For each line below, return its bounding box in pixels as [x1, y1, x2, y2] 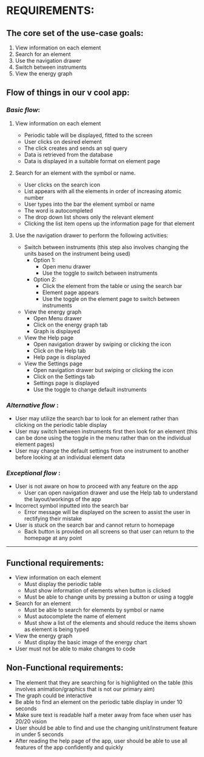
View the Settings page [24, 360, 83, 367]
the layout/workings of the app [24, 496, 101, 503]
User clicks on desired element [24, 138, 102, 145]
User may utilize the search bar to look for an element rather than [15, 415, 179, 422]
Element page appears [42, 289, 99, 296]
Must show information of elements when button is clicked [24, 587, 171, 594]
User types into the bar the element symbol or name [24, 200, 155, 208]
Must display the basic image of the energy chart [24, 639, 148, 646]
